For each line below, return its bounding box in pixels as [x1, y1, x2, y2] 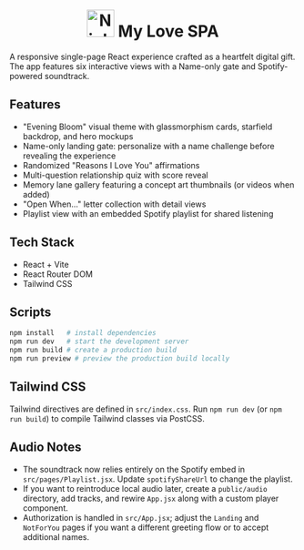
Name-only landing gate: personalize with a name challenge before [22, 140, 275, 151]
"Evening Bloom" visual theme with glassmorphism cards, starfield [22, 121, 273, 132]
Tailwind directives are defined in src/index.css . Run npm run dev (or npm [9, 403, 282, 414]
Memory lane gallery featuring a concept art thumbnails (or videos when [22, 178, 295, 190]
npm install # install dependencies [9, 329, 157, 338]
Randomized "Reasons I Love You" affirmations [22, 159, 200, 170]
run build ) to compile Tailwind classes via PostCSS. [9, 412, 205, 423]
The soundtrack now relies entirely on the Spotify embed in [22, 463, 246, 474]
